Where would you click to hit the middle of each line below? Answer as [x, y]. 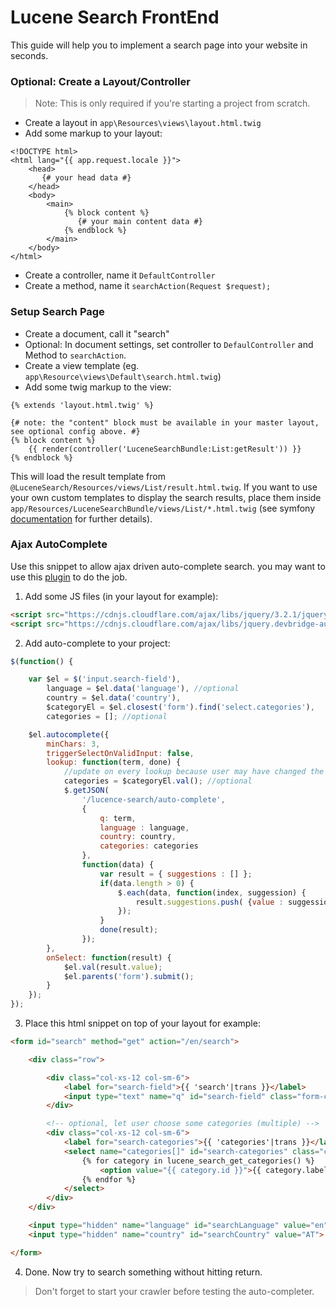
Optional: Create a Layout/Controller [100, 81]
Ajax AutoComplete [59, 544]
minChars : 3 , [73, 744]
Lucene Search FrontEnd [115, 17]
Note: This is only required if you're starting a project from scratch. [172, 103]
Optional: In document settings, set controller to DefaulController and [169, 344]
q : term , [118, 818]
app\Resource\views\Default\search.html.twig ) [123, 376]
